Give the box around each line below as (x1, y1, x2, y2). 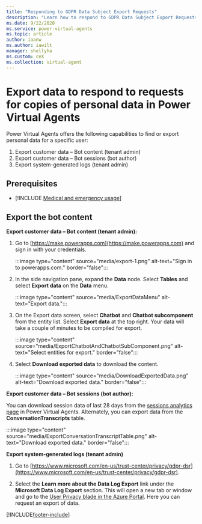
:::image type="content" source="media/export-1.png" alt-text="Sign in (14, 258, 192, 265)
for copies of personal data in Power (6, 97, 191, 111)
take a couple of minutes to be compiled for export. (14, 324, 142, 332)
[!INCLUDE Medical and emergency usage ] (14, 195, 122, 202)
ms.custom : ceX (6, 53, 44, 59)
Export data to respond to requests (6, 85, 184, 99)
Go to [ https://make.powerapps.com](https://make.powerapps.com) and (14, 240, 194, 247)
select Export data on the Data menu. (14, 282, 109, 289)
